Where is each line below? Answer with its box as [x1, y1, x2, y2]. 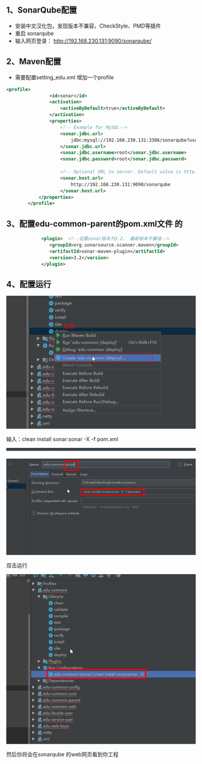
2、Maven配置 [6, 57, 61, 67]
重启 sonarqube [14, 29, 54, 37]
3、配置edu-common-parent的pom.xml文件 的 [6, 218, 183, 229]
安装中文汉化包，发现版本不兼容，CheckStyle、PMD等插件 [14, 22, 161, 29]
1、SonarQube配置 [6, 5, 77, 16]
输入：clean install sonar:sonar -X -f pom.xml [6, 436, 118, 443]
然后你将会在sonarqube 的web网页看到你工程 [6, 751, 119, 758]
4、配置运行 [6, 279, 52, 289]
